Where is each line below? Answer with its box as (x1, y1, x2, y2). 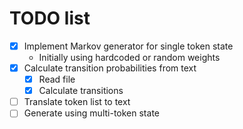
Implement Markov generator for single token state (23, 40, 234, 52)
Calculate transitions (38, 85, 124, 97)
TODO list (9, 7, 91, 30)
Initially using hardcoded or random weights (38, 52, 221, 63)
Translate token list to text (23, 96, 131, 108)
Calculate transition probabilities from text (23, 62, 197, 74)
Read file (38, 73, 76, 86)
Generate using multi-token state (23, 107, 160, 119)
